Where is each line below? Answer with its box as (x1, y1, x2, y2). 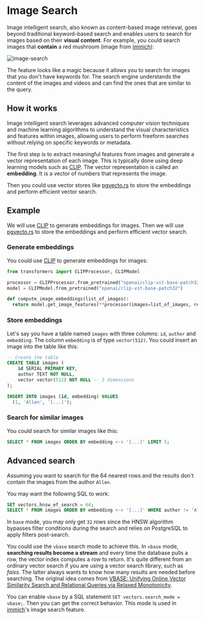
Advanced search (7, 455, 75, 466)
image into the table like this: (7, 343, 79, 350)
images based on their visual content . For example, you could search (7, 36, 180, 44)
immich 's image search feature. (7, 606, 86, 614)
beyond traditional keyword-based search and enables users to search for (7, 30, 192, 37)
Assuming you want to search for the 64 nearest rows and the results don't (7, 472, 194, 479)
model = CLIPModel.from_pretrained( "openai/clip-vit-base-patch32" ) (7, 285, 183, 291)
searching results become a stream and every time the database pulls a (7, 549, 188, 557)
